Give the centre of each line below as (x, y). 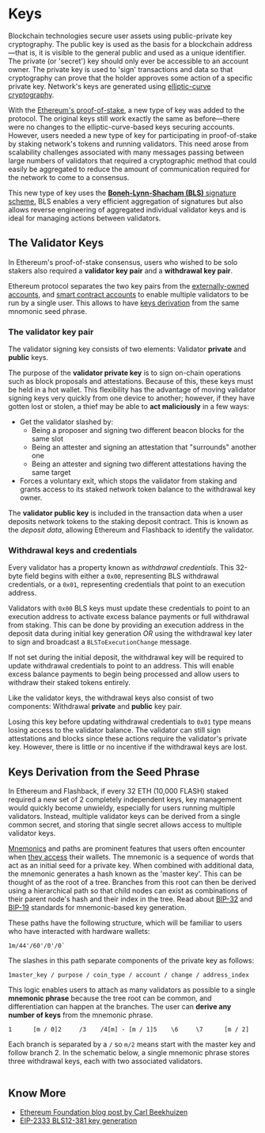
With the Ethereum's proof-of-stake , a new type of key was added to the (127, 110)
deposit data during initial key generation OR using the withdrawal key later (131, 633)
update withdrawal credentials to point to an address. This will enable (121, 666)
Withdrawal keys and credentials (73, 550)
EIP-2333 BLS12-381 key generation (78, 1120)
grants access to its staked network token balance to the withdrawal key (137, 489)
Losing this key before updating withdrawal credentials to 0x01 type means (130, 722)
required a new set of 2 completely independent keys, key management (125, 800)
